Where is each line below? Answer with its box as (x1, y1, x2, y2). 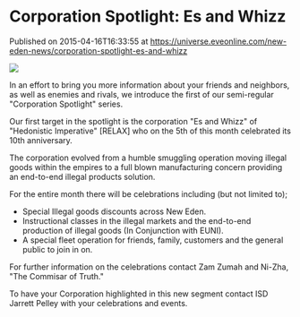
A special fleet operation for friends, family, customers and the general (21, 235, 284, 245)
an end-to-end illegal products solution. (9, 171, 156, 182)
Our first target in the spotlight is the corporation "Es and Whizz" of (9, 116, 258, 126)
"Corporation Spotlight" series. (9, 99, 124, 109)
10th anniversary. (9, 134, 73, 145)
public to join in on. (21, 244, 93, 254)
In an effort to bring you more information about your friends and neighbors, (9, 79, 290, 90)
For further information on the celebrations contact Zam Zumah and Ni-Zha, (9, 261, 289, 272)
